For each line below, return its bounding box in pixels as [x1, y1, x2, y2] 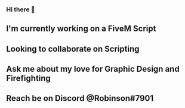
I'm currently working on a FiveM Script [6, 24, 156, 34]
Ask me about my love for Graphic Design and [6, 64, 180, 74]
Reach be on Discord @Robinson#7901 [6, 93, 154, 103]
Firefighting [6, 74, 51, 84]
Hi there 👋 [6, 5, 36, 14]
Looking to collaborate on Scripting [6, 44, 140, 54]
